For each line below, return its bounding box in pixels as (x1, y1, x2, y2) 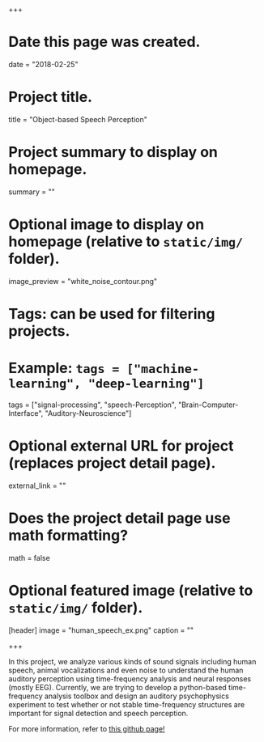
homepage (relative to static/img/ (8, 232, 244, 251)
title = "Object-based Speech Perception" (8, 114, 148, 124)
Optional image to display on (8, 215, 205, 233)
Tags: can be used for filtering (8, 304, 215, 323)
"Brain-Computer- (177, 400, 239, 409)
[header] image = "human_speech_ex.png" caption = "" (8, 625, 194, 635)
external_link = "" (8, 481, 66, 490)
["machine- (126, 362, 200, 377)
